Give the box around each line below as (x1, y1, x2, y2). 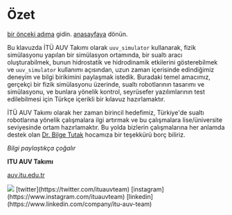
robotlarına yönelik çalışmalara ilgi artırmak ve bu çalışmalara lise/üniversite (7, 115, 223, 124)
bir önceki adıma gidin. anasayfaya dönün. (7, 30, 128, 38)
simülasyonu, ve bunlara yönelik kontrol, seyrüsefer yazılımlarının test (7, 87, 206, 96)
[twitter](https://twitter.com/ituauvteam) (15, 184, 130, 193)
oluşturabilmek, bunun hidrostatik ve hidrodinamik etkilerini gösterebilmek (7, 58, 218, 66)
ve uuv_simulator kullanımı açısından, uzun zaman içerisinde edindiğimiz (7, 65, 215, 74)
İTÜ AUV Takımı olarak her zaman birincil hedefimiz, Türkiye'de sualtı (7, 108, 204, 117)
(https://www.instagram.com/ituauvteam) (7, 192, 125, 200)
